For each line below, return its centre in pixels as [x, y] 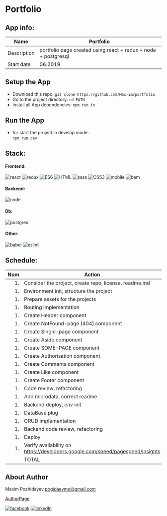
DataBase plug [41, 413]
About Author [27, 477]
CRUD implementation [50, 421]
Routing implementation [52, 307]
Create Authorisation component [62, 356]
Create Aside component [53, 339]
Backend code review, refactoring [64, 429]
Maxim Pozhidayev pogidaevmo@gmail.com [50, 489]
